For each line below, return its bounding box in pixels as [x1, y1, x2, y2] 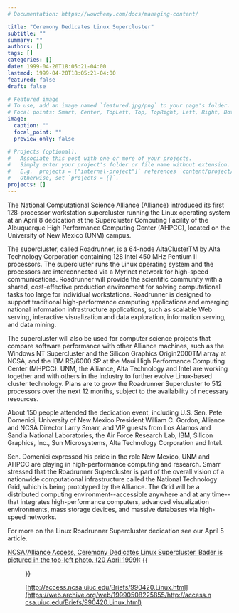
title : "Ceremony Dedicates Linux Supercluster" [7, 23, 154, 31]
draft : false [7, 82, 46, 90]
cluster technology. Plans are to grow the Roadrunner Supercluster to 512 [7, 379, 223, 388]
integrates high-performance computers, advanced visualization [20, 497, 210, 506]
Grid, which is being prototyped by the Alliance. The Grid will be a [7, 482, 200, 491]
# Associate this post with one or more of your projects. [7, 154, 193, 162]
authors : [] [7, 43, 43, 50]
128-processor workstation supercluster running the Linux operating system [7, 208, 230, 217]
